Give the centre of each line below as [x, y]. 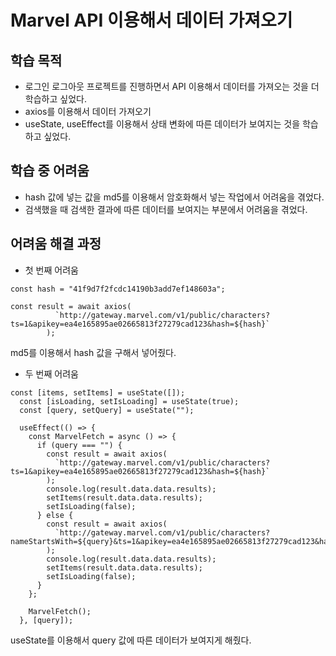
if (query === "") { [79, 445]
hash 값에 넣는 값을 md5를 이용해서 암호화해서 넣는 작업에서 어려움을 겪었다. [174, 197]
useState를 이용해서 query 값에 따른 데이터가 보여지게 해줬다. [131, 640]
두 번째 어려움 [51, 373]
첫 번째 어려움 [51, 270]
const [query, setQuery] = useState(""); [107, 410]
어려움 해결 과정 [56, 244]
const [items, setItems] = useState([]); [98, 392]
